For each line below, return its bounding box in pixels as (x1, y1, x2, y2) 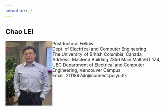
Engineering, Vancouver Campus (52, 67, 121, 73)
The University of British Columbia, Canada (52, 51, 142, 57)
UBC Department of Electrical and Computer (52, 62, 145, 68)
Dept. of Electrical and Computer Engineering (52, 46, 147, 52)
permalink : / (5, 8, 33, 13)
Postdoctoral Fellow (52, 41, 94, 47)
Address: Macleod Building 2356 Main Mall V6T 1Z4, (52, 57, 161, 63)
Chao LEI (5, 28, 34, 36)
